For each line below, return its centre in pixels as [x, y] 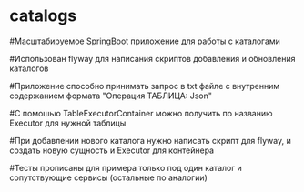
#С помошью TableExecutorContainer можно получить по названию [141, 113]
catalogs [43, 16]
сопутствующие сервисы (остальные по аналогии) [108, 177]
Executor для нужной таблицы [68, 123]
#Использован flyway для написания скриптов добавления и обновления [152, 58]
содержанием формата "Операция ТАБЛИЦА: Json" [111, 96]
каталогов [29, 68]
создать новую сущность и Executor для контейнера [112, 150]
